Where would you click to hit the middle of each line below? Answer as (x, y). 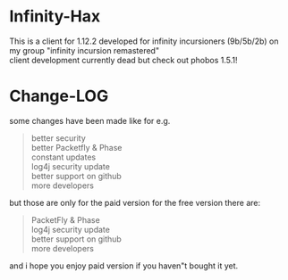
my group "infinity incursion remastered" (84, 50)
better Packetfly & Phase (76, 147)
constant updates (64, 157)
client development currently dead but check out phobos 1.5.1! (124, 60)
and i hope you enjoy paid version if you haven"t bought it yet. (124, 266)
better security (59, 138)
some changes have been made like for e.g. (90, 120)
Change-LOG (59, 96)
